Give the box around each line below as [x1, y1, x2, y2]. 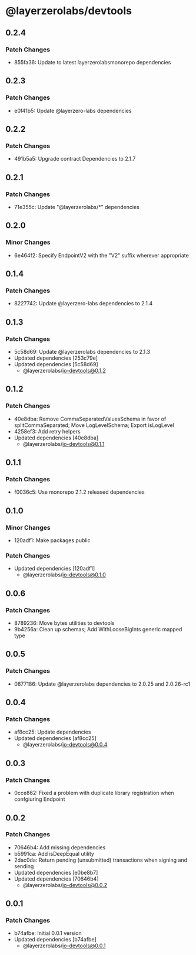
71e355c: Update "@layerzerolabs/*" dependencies [14, 203, 139, 210]
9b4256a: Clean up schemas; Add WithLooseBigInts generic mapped [14, 626, 182, 633]
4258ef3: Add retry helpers [14, 428, 81, 435]
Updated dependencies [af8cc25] [14, 735, 97, 742]
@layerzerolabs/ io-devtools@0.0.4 [22, 741, 108, 748]
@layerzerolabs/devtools [5, 4, 132, 18]
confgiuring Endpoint [14, 796, 65, 803]
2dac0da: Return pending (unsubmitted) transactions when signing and [14, 856, 188, 863]
